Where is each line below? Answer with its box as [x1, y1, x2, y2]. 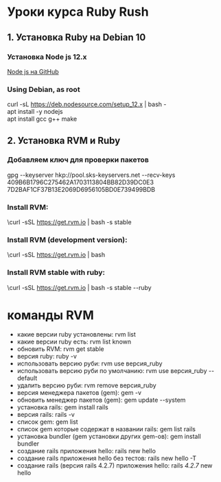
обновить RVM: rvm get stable [16, 344, 104, 353]
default [16, 374, 38, 382]
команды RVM [7, 307, 94, 323]
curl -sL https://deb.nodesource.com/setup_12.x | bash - [7, 100, 167, 108]
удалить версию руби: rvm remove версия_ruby [16, 381, 156, 389]
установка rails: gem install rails [16, 402, 108, 411]
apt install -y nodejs [7, 108, 63, 116]
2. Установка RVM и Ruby [7, 134, 121, 146]
